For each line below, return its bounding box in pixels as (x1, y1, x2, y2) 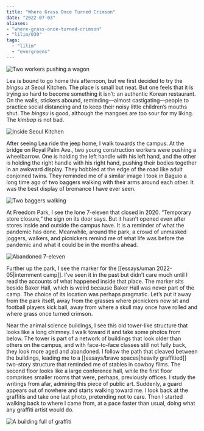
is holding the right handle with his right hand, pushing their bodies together (6, 159, 197, 166)
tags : (6, 37, 20, 43)
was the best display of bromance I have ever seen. (6, 185, 136, 192)
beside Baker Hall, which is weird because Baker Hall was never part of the (6, 284, 195, 291)
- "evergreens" (12, 49, 51, 55)
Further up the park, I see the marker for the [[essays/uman (6, 265, 155, 272)
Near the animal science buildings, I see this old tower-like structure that (6, 321, 188, 329)
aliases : (6, 20, 29, 26)
